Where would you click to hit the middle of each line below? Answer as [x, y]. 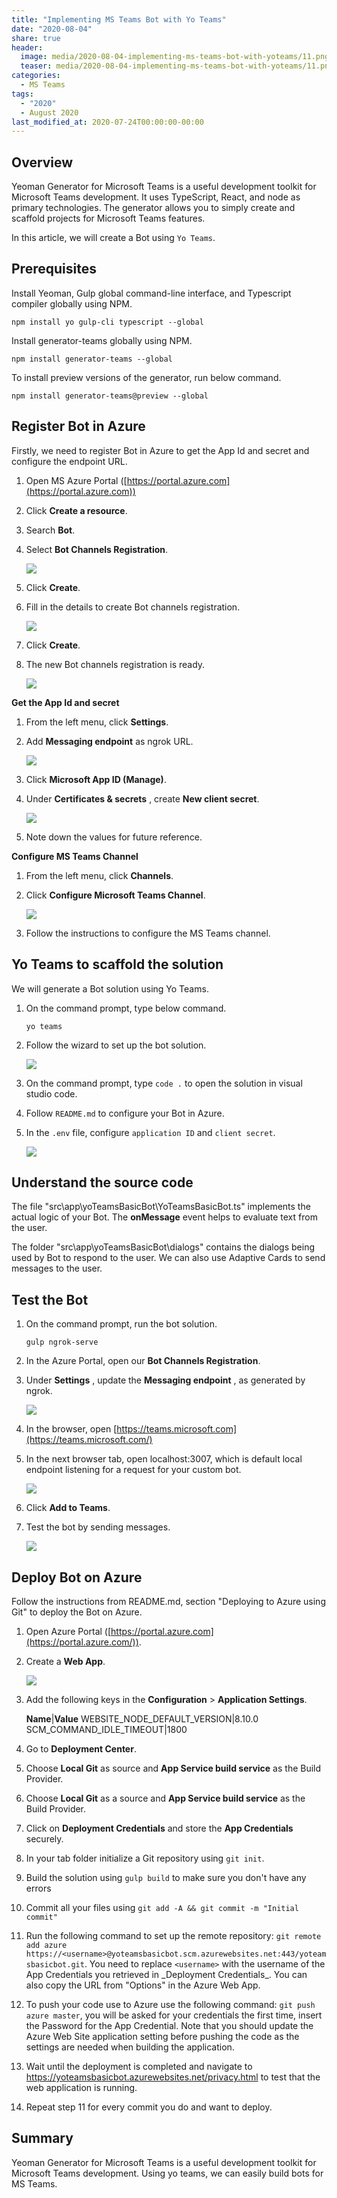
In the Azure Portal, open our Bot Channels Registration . [143, 1361]
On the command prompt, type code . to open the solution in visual [164, 1083]
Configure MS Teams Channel [75, 856]
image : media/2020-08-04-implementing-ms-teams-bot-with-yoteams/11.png [175, 57]
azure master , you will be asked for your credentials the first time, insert [174, 2015]
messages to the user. [57, 1268]
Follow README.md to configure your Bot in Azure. [125, 1113]
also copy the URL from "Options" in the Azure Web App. [143, 1985]
